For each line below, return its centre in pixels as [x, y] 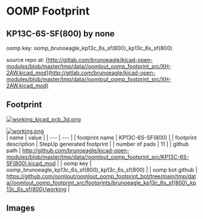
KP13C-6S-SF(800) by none [60, 34]
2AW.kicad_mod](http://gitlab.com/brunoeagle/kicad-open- [81, 73]
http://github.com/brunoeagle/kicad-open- [76, 150]
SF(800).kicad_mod [31, 163]
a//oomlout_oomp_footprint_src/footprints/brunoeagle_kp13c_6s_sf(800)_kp [101, 183]
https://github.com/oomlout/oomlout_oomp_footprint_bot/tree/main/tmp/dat [101, 176]
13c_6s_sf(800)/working [36, 189]
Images [21, 208]
